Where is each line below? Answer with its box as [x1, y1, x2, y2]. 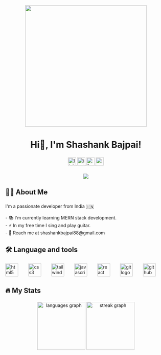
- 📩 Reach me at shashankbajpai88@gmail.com [5, 230, 105, 236]
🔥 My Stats [5, 286, 41, 295]
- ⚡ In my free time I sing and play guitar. [5, 223, 91, 229]
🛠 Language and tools [5, 245, 78, 254]
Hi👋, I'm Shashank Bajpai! [30, 139, 142, 150]
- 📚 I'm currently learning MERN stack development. [5, 215, 117, 221]
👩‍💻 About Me [5, 188, 48, 196]
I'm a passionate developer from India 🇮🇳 [5, 203, 95, 209]
